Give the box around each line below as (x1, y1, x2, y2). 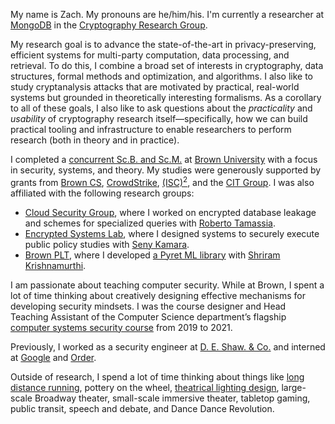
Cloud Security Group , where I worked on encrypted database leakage (24, 206, 317, 218)
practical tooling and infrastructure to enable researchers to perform (10, 124, 292, 135)
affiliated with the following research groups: (10, 187, 195, 199)
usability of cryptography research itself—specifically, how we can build (10, 113, 308, 124)
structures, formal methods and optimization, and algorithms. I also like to (10, 70, 313, 82)
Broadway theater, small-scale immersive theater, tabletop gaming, (34, 392, 311, 404)
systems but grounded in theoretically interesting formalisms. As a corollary (10, 92, 322, 103)
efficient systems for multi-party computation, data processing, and (10, 49, 290, 61)
